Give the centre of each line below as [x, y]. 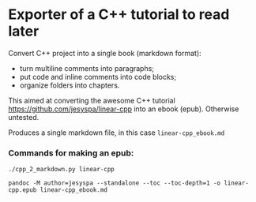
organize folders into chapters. [70, 85]
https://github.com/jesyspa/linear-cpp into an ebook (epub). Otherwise [124, 109]
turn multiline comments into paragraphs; [87, 68]
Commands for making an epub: [71, 153]
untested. [24, 117]
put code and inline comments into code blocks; [98, 77]
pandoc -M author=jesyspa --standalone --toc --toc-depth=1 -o [115, 183]
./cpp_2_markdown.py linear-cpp [61, 170]
